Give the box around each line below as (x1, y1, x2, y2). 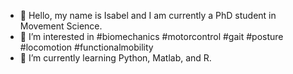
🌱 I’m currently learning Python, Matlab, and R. (19, 52, 212, 64)
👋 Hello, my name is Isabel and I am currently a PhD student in (19, 10, 277, 21)
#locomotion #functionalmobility (19, 41, 154, 53)
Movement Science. (19, 20, 103, 32)
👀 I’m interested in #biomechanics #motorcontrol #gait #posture (19, 31, 284, 42)
